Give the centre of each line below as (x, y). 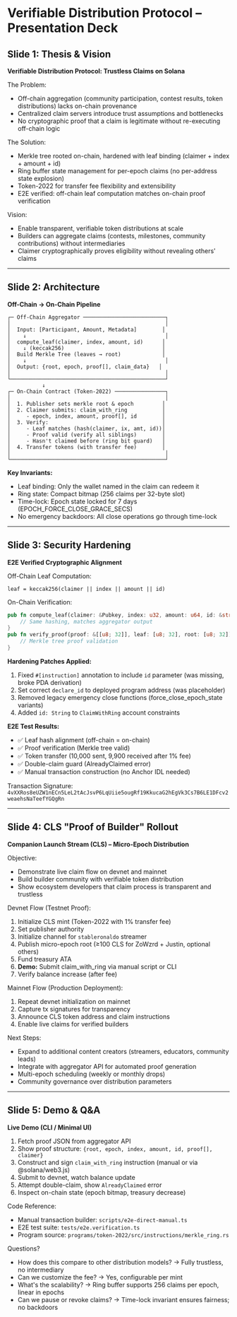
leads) (27, 1059)
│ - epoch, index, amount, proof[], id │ (86, 416)
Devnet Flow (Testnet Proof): (49, 908)
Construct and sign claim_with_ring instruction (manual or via (108, 1162)
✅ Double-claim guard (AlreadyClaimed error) (84, 763)
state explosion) (41, 178)
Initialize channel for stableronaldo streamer (82, 936)
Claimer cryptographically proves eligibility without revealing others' (117, 251)
